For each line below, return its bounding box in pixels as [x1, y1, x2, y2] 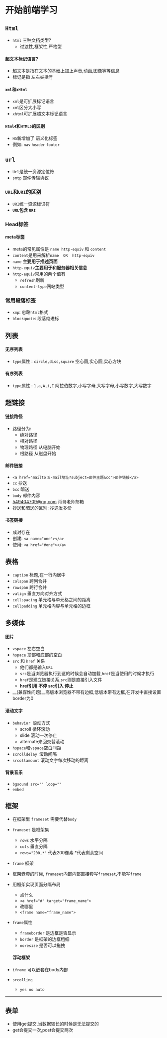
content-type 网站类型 [19, 283, 65, 289]
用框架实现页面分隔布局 [12, 881, 61, 887]
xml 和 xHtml [5, 86, 28, 92]
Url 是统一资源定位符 [12, 169, 55, 175]
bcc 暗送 [12, 486, 30, 492]
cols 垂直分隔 [19, 843, 48, 849]
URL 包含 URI [12, 207, 36, 213]
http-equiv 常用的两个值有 [12, 271, 66, 277]
